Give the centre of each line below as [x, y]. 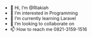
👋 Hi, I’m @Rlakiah [29, 8]
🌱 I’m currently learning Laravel [43, 18]
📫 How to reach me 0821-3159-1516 [49, 29]
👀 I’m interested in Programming [44, 13]
